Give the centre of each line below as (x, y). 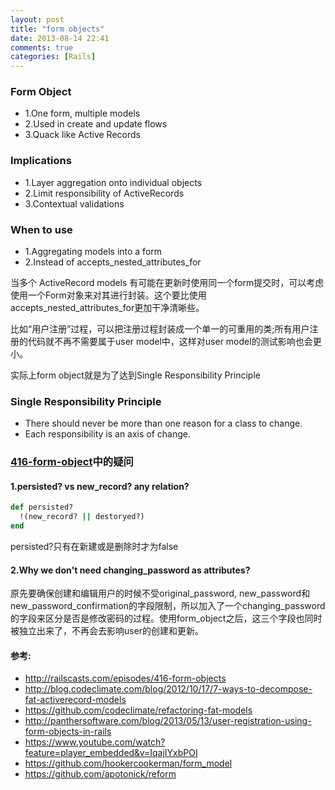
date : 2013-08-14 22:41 (60, 38)
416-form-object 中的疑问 (72, 462)
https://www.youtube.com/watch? (95, 742)
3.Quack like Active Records (82, 135)
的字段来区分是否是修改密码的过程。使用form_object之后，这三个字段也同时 (166, 618)
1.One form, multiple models (82, 113)
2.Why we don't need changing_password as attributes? (130, 570)
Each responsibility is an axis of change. (108, 434)
